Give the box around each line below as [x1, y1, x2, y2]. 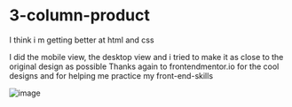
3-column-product [9, 5, 151, 26]
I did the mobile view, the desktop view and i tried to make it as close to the [9, 51, 284, 62]
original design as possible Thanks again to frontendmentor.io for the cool [9, 61, 280, 72]
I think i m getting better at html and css [9, 34, 154, 45]
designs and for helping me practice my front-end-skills [9, 70, 214, 80]
